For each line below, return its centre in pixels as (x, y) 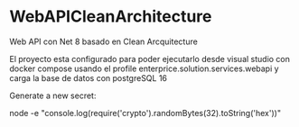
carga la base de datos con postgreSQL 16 (89, 77)
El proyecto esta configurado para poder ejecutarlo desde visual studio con (150, 59)
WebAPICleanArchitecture (111, 17)
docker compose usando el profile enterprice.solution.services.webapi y (144, 68)
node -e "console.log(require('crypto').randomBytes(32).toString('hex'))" (145, 113)
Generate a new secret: (53, 95)
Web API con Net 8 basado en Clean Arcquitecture (104, 41)
